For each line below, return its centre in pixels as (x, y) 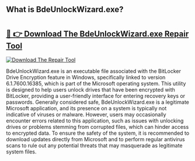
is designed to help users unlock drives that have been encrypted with (90, 90)
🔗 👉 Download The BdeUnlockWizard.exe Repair (97, 34)
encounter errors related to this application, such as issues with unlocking (95, 121)
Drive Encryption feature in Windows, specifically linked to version (86, 77)
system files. (21, 152)
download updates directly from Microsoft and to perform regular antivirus (95, 139)
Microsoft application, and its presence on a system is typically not (86, 108)
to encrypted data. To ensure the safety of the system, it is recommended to (98, 133)
